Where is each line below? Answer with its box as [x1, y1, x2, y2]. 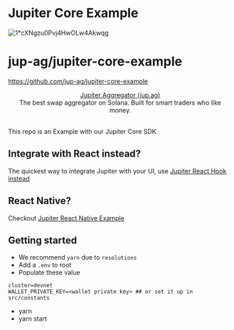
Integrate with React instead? [8, 148, 142, 160]
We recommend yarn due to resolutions [18, 253, 137, 262]
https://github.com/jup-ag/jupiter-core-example [8, 77, 149, 85]
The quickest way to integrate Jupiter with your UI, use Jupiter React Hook [8, 166, 227, 175]
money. [109, 105, 132, 115]
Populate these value [18, 268, 80, 277]
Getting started [8, 234, 78, 246]
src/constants [8, 294, 50, 302]
